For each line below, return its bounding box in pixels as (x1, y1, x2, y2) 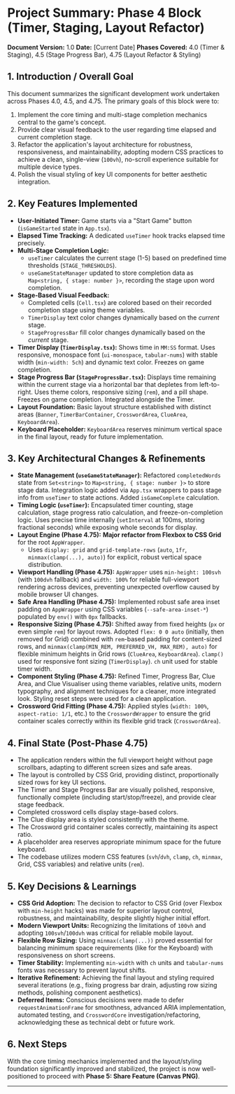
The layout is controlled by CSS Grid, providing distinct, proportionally (17, 771, 219, 779)
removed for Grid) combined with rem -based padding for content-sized (17, 635, 222, 643)
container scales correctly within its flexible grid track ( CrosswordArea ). (17, 717, 221, 725)
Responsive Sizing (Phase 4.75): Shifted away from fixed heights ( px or (17, 620, 225, 629)
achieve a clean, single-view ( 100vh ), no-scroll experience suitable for (17, 155, 219, 163)
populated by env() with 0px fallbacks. (17, 613, 128, 621)
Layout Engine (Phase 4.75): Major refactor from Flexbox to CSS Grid (17, 531, 222, 539)
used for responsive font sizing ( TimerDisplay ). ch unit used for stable (17, 657, 218, 666)
